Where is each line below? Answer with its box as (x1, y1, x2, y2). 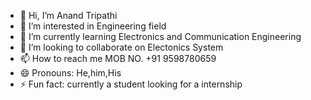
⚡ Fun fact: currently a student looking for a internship (19, 78, 243, 90)
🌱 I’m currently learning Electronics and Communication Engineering (19, 31, 302, 42)
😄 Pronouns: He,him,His (19, 67, 122, 79)
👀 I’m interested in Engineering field (19, 20, 167, 32)
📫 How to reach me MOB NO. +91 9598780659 (19, 53, 217, 64)
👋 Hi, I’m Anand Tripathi (19, 10, 118, 21)
